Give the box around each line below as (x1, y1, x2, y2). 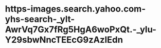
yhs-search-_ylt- (5, 14, 75, 25)
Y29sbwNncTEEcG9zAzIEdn (5, 34, 123, 46)
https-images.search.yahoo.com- (5, 3, 146, 15)
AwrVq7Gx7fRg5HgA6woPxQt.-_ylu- (5, 24, 157, 35)
